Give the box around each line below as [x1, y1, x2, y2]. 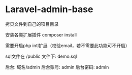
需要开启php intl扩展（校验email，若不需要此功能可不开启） [5, 42, 130, 49]
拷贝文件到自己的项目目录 [5, 21, 59, 27]
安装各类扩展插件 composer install [5, 31, 77, 37]
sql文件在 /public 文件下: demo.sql [5, 53, 77, 59]
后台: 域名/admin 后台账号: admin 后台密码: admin [5, 64, 109, 70]
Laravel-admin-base [5, 4, 93, 15]
